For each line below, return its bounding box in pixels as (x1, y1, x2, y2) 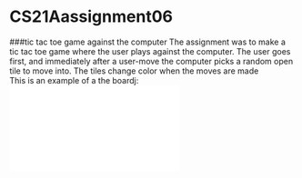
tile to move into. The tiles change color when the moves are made (9, 65, 259, 76)
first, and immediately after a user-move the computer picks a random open (9, 55, 294, 66)
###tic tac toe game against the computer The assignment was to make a (9, 36, 287, 47)
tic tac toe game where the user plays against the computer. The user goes (9, 45, 291, 56)
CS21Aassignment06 (9, 6, 173, 27)
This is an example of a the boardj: (9, 74, 139, 85)
